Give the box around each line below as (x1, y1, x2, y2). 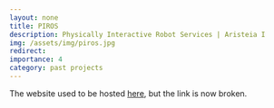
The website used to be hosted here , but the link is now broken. (9, 87, 248, 99)
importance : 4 (9, 55, 64, 64)
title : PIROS (9, 22, 59, 31)
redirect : (9, 47, 47, 56)
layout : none (9, 13, 59, 22)
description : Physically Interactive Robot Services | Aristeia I (9, 30, 266, 39)
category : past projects (9, 64, 103, 73)
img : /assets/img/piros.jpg (9, 38, 116, 48)
